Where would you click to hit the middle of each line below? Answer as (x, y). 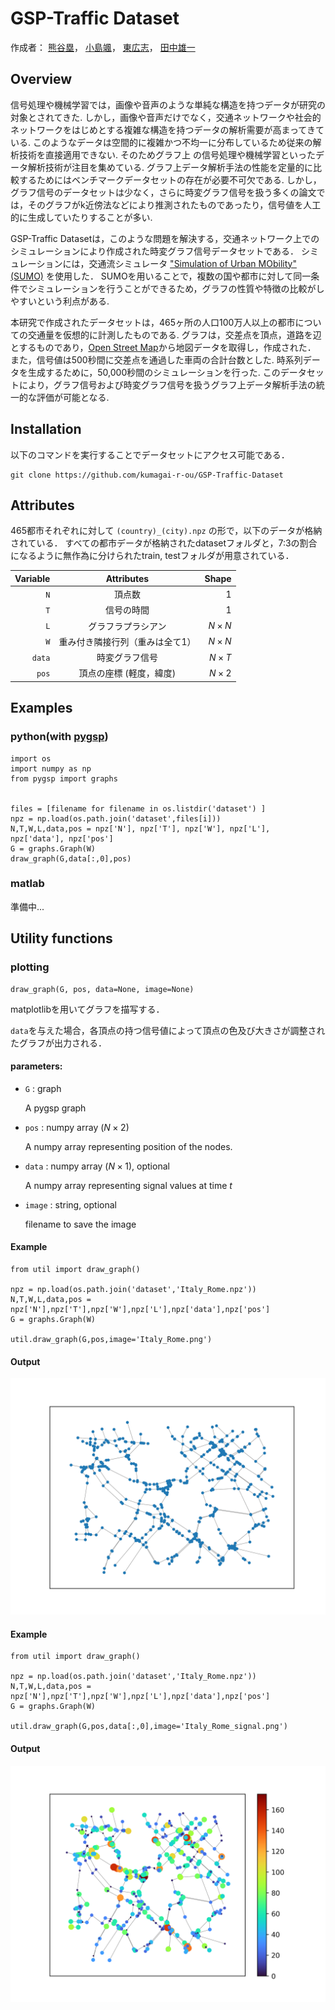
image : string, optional (70, 1204)
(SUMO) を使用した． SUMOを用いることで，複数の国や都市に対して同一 (161, 276)
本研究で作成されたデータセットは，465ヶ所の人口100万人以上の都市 (153, 322)
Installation (46, 429)
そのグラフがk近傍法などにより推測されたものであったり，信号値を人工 (174, 204)
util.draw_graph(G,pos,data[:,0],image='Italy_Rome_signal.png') (149, 1727)
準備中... (27, 906)
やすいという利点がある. (60, 301)
